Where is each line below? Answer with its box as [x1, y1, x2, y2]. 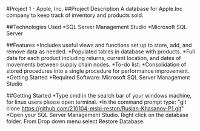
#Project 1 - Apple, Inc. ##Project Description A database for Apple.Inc [6, 5, 183, 12]
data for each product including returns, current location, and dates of [6, 55, 181, 61]
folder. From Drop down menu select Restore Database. [6, 118, 145, 125]
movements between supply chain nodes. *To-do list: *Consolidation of [6, 61, 187, 68]
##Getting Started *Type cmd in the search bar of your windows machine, [6, 92, 192, 99]
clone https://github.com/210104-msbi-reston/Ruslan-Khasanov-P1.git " [6, 105, 184, 112]
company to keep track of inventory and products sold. [6, 12, 144, 19]
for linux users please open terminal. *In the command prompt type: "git [6, 98, 187, 106]
